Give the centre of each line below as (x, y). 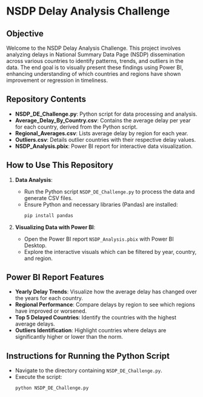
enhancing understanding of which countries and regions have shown (94, 74)
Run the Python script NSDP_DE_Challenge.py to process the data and (109, 192)
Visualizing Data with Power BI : (55, 227)
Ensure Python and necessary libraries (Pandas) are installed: (101, 204)
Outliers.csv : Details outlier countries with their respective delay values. (105, 139)
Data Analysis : (34, 179)
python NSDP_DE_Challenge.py (52, 388)
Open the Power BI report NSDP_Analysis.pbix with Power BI (99, 239)
